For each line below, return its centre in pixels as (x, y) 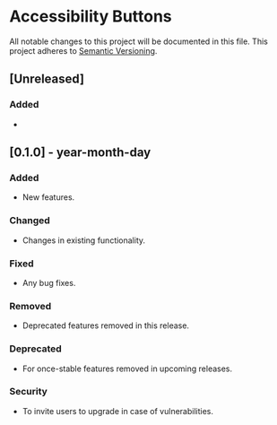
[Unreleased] (47, 79)
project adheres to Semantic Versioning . (83, 50)
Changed (30, 221)
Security (28, 392)
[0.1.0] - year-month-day (80, 153)
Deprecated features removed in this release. (106, 325)
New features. (48, 197)
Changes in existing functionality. (84, 240)
